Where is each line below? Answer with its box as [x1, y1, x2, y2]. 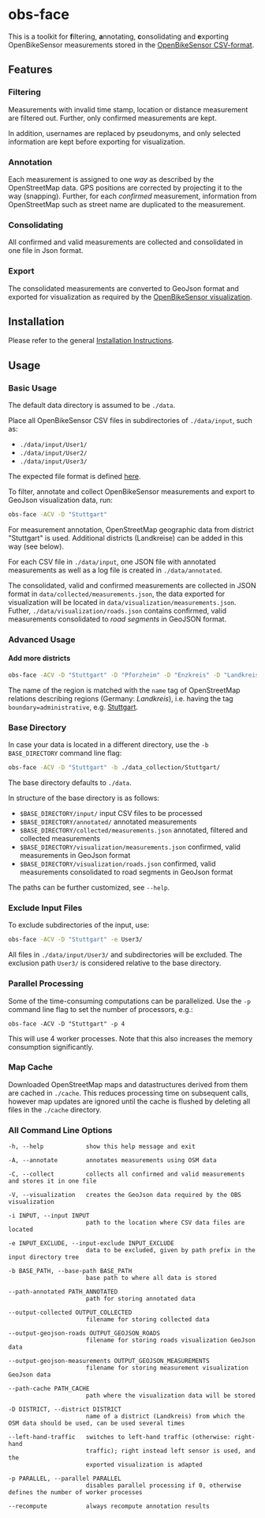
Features [8, 63, 53, 77]
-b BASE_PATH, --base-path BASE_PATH [8, 1267, 132, 1275]
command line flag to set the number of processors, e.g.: [8, 1004, 193, 1014]
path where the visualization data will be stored [85, 1391, 256, 1400]
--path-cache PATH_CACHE [8, 1385, 90, 1393]
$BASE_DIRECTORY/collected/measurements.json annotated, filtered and [19, 825, 248, 835]
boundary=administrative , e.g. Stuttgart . [8, 702, 138, 712]
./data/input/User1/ [19, 441, 88, 449]
